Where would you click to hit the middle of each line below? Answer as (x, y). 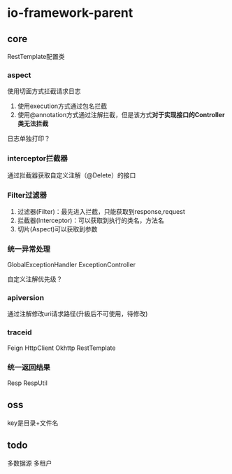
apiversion (26, 298)
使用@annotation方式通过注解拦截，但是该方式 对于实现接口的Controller (121, 115)
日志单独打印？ (29, 139)
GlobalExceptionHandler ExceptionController (72, 265)
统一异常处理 (29, 249)
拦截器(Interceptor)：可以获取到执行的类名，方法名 (90, 220)
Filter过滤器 (27, 195)
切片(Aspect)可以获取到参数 (57, 229)
